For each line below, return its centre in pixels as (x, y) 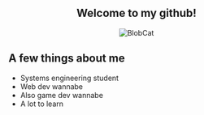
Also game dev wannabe (62, 95)
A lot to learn (41, 104)
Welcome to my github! (137, 13)
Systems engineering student (69, 78)
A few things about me (67, 59)
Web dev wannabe (52, 86)
